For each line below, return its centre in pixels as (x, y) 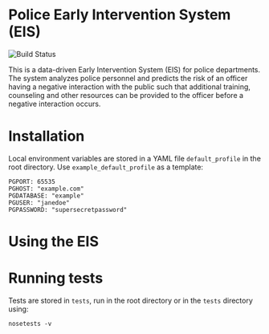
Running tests (56, 278)
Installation (47, 136)
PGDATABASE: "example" (46, 196)
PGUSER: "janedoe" (39, 202)
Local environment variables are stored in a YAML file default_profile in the (134, 158)
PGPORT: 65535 (32, 181)
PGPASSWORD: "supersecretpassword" (68, 210)
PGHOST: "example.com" (46, 189)
